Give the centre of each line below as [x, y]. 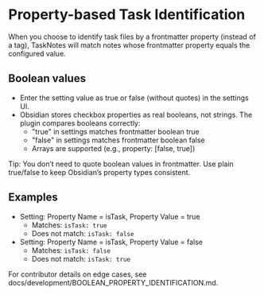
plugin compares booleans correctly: [80, 123]
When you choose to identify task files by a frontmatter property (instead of [132, 37]
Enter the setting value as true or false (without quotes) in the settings [134, 98]
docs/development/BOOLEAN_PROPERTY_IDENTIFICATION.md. [113, 282]
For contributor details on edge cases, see [78, 274]
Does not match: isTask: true [81, 258]
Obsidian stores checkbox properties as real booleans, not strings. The [136, 115]
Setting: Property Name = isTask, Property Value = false [111, 242]
